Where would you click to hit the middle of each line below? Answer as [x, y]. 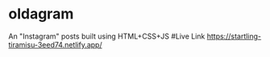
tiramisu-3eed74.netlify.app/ [55, 44]
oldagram [41, 14]
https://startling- [234, 36]
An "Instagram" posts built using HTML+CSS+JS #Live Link [107, 36]
